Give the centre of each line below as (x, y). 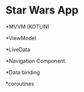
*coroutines (20, 84)
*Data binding (23, 72)
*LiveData (18, 49)
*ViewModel (21, 38)
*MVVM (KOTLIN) (28, 27)
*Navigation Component (35, 61)
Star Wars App (42, 10)
